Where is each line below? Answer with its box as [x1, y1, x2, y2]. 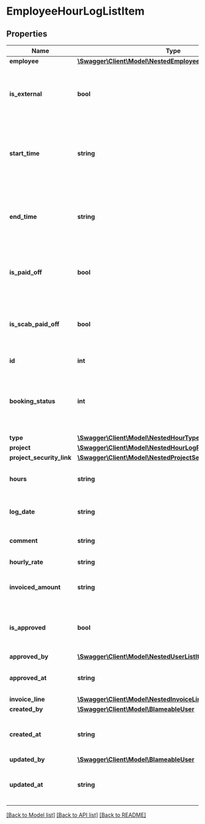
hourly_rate [9, 558, 44, 566]
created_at [9, 730, 41, 739]
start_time [9, 149, 40, 157]
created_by [9, 705, 43, 713]
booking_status [9, 397, 56, 405]
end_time [9, 212, 37, 221]
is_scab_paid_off [9, 320, 60, 328]
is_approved [9, 623, 46, 632]
